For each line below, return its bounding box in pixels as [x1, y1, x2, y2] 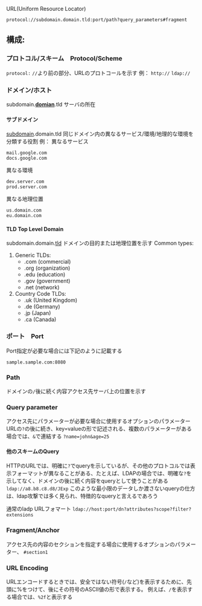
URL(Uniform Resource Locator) [6, 5, 86, 12]
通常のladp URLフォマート [6, 505, 71, 513]
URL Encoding [6, 564, 48, 572]
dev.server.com [6, 178, 45, 185]
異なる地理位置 [6, 195, 43, 203]
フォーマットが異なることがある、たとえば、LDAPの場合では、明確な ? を [11, 470, 192, 477]
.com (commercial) [24, 258, 71, 266]
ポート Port [6, 332, 44, 340]
